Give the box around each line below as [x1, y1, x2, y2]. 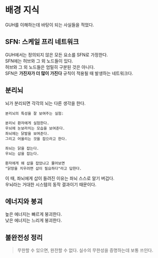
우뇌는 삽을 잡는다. [5, 151, 39, 156]
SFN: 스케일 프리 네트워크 [5, 38, 79, 46]
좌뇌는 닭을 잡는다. [5, 146, 39, 151]
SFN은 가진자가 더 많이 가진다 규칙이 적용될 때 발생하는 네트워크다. [5, 70, 134, 76]
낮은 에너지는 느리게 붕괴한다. [5, 217, 62, 223]
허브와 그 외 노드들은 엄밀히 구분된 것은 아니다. [5, 64, 95, 70]
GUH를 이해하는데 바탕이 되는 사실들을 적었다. [5, 22, 94, 28]
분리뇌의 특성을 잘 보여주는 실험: [5, 111, 64, 116]
